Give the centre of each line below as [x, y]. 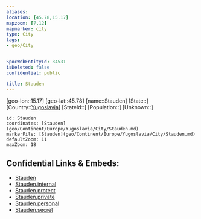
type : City [20, 34]
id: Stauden [21, 118]
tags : [13, 40]
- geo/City [20, 46]
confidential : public [33, 73]
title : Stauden [25, 84]
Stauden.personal [37, 203]
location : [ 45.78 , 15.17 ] [37, 17]
